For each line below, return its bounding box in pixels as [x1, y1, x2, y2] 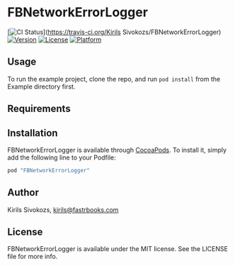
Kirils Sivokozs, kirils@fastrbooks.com [7, 205, 119, 214]
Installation [7, 127, 58, 139]
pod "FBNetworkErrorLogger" [7, 167, 91, 174]
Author [7, 187, 39, 199]
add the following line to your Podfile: [7, 153, 117, 162]
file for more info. [7, 253, 58, 261]
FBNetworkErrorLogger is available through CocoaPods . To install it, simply [7, 145, 227, 154]
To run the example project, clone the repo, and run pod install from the [7, 74, 221, 83]
